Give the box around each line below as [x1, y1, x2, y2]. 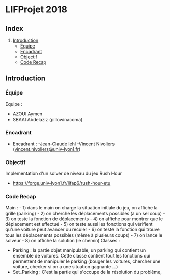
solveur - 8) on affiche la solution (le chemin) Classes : [5, 237, 120, 243]
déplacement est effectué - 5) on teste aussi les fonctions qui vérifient [5, 221, 153, 227]
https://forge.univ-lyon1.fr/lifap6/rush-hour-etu [12, 180, 111, 186]
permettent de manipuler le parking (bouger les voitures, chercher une [12, 258, 161, 264]
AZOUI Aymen [12, 111, 42, 117]
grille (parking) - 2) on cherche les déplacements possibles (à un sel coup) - [5, 210, 165, 216]
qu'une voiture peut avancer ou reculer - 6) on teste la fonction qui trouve [5, 226, 160, 232]
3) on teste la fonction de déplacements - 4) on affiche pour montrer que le [5, 216, 163, 222]
